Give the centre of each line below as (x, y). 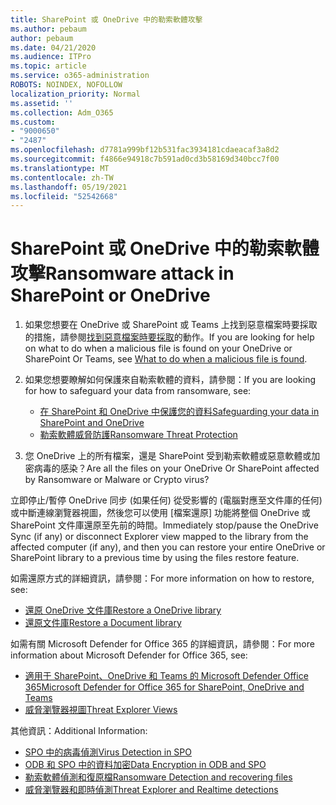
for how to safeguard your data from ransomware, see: (138, 391)
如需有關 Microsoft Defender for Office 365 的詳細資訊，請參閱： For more (162, 644)
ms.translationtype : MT (60, 168)
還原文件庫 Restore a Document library (103, 623)
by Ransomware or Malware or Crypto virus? (117, 480)
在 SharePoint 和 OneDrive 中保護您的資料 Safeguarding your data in (179, 412)
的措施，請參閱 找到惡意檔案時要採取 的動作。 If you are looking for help (169, 337)
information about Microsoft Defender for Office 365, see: (129, 655)
